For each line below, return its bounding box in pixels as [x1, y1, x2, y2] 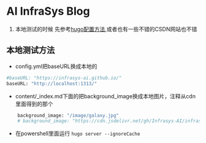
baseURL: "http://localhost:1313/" [6, 80, 97, 87]
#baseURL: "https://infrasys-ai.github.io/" [6, 75, 122, 81]
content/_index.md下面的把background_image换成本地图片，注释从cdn [15, 92, 196, 99]
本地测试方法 [6, 45, 55, 56]
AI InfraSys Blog [6, 4, 90, 18]
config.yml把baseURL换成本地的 [15, 63, 97, 70]
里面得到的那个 [15, 100, 53, 107]
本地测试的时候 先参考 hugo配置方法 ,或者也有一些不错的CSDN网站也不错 [15, 25, 197, 33]
